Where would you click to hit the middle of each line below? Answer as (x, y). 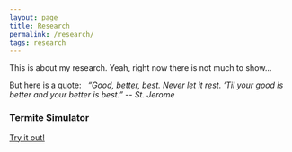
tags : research (38, 42)
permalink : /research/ (52, 34)
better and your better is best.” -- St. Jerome (92, 95)
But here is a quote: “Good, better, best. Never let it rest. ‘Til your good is (146, 85)
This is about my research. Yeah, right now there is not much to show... (141, 68)
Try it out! (27, 137)
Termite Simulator (49, 118)
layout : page (34, 17)
